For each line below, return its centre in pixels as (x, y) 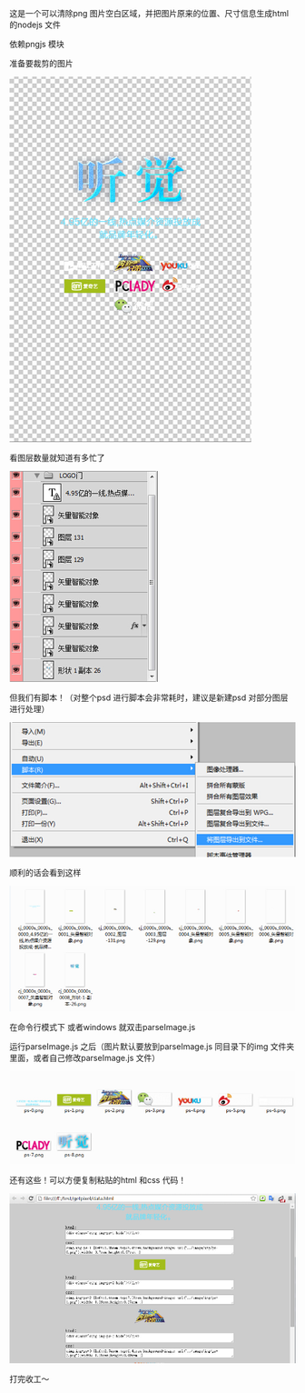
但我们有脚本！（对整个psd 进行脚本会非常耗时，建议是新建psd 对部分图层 (149, 697)
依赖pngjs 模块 (37, 44)
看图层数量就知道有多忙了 (57, 458)
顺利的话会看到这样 (45, 872)
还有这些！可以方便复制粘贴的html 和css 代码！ (98, 1179)
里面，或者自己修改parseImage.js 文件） (85, 1057)
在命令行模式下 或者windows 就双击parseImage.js (103, 1027)
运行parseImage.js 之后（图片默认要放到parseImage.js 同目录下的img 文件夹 (152, 1046)
